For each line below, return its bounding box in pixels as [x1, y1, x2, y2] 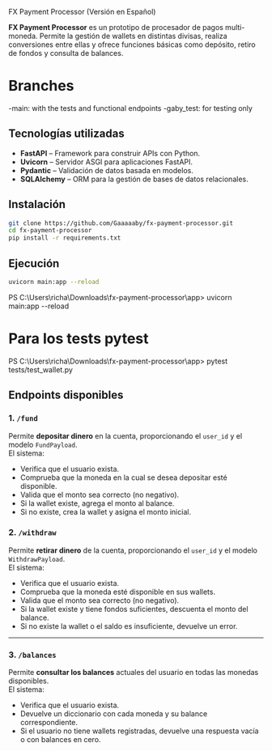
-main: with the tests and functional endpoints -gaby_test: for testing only [8, 103, 253, 112]
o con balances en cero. [19, 735, 101, 745]
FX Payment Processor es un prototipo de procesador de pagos [8, 23, 224, 32]
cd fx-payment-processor [8, 227, 92, 235]
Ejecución [8, 257, 60, 270]
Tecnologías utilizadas [8, 127, 125, 141]
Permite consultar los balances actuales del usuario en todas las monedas [8, 668, 259, 677]
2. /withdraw [8, 527, 57, 538]
